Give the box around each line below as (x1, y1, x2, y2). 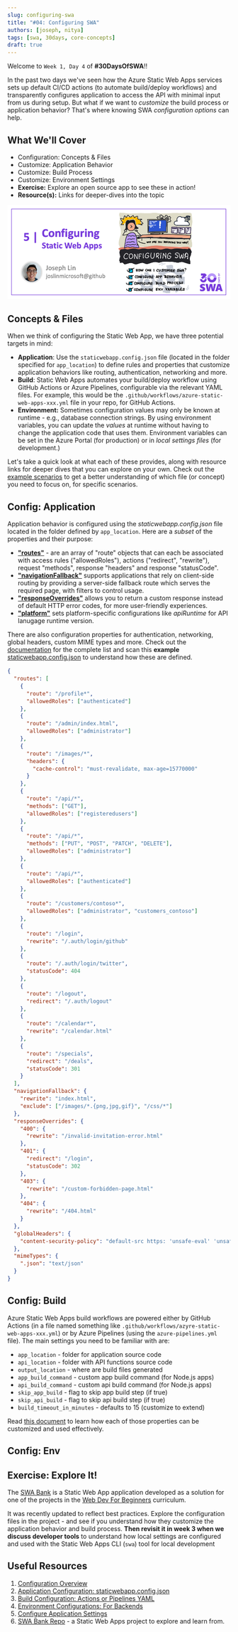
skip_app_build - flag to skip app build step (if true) (17, 1387, 168, 1397)
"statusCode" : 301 (25, 1065, 81, 1072)
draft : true (7, 41, 42, 49)
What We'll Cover (7, 134, 86, 146)
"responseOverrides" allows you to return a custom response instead (17, 594, 223, 602)
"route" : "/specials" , (25, 1050, 93, 1057)
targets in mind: (7, 339, 53, 348)
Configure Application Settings (17, 1609, 108, 1618)
